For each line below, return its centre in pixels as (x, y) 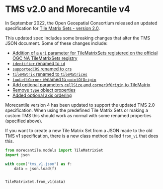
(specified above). (24, 121)
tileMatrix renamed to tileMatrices (50, 74)
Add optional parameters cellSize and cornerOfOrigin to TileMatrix (81, 85)
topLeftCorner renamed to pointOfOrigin (54, 79)
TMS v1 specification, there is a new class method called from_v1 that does (82, 136)
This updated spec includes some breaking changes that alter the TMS (78, 38)
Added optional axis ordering (42, 95)
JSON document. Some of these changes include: (56, 43)
